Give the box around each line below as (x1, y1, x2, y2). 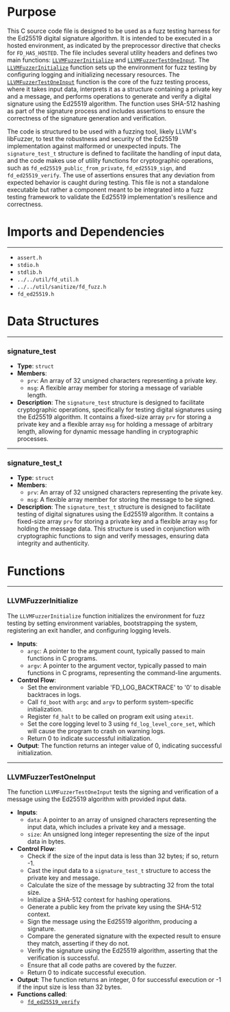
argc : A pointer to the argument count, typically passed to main (27, 646, 205, 655)
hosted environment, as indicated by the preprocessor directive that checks (7, 41, 221, 49)
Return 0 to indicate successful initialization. (27, 734, 153, 742)
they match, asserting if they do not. (27, 939, 130, 947)
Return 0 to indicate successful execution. (27, 968, 146, 976)
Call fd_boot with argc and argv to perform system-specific (27, 698, 194, 706)
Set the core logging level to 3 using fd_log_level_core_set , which (27, 720, 216, 728)
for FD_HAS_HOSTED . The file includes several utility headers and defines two (7, 49, 218, 57)
